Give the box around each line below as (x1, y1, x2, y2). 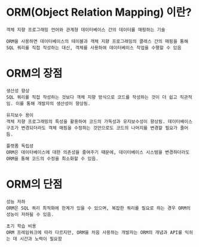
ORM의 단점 (6, 177, 63, 191)
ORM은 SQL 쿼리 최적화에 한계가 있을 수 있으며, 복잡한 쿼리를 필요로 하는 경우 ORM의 (6, 205, 191, 211)
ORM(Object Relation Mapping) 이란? (6, 5, 192, 19)
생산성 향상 (6, 88, 30, 94)
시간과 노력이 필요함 (20, 236, 62, 242)
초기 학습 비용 (6, 223, 36, 229)
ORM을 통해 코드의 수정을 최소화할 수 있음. (6, 155, 99, 162)
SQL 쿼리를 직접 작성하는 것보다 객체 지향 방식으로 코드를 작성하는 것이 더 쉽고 (6, 94, 177, 100)
